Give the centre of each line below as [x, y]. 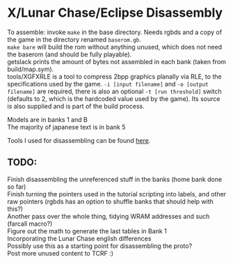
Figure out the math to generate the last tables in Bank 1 [87, 231]
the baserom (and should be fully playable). [70, 54]
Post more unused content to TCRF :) [60, 253]
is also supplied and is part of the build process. [76, 106]
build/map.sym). [31, 69]
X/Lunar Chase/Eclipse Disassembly [115, 13]
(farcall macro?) [30, 224]
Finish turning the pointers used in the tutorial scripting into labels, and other [117, 194]
